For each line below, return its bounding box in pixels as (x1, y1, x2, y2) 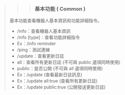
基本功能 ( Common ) (34, 5, 86, 12)
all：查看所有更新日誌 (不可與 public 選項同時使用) (17, 59, 121, 65)
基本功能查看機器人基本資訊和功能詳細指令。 (9, 17, 102, 24)
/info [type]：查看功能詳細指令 (17, 34, 80, 40)
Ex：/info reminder (17, 41, 56, 47)
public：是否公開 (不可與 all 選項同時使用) (17, 66, 103, 72)
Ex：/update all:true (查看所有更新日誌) (17, 78, 98, 84)
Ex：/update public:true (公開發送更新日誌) (17, 84, 106, 90)
